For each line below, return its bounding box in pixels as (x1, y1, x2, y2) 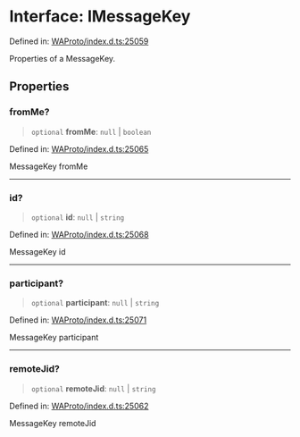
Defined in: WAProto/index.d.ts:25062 (9, 400, 149, 411)
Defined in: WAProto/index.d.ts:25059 (9, 36, 149, 46)
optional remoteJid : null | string (30, 382, 156, 394)
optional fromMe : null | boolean (30, 126, 152, 137)
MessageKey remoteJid (9, 417, 96, 428)
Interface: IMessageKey (9, 6, 191, 27)
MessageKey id (9, 246, 66, 256)
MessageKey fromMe (9, 161, 88, 172)
